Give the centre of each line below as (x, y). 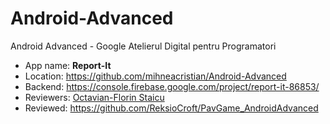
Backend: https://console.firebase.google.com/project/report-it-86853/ (172, 86)
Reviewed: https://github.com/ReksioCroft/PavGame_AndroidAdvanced (171, 108)
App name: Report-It (68, 65)
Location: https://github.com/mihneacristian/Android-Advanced (155, 76)
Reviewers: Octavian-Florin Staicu (94, 97)
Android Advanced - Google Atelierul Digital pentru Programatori (143, 46)
